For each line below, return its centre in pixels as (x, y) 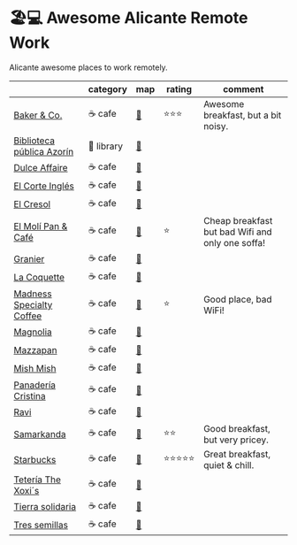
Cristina (30, 395)
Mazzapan (35, 350)
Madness (33, 294)
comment (243, 88)
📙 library (106, 146)
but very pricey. (236, 440)
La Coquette (39, 278)
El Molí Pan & (41, 226)
